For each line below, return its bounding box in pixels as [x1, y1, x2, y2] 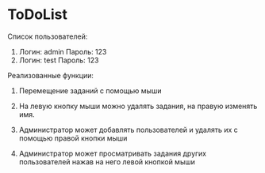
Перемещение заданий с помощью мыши [18, 85, 162, 96]
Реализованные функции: [7, 70, 94, 80]
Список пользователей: [7, 32, 88, 41]
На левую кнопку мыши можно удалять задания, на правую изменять [18, 101, 258, 111]
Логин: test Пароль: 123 [18, 55, 99, 65]
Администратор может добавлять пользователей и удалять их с [18, 125, 239, 134]
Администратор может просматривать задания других [18, 149, 207, 158]
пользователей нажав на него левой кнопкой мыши [18, 156, 195, 167]
